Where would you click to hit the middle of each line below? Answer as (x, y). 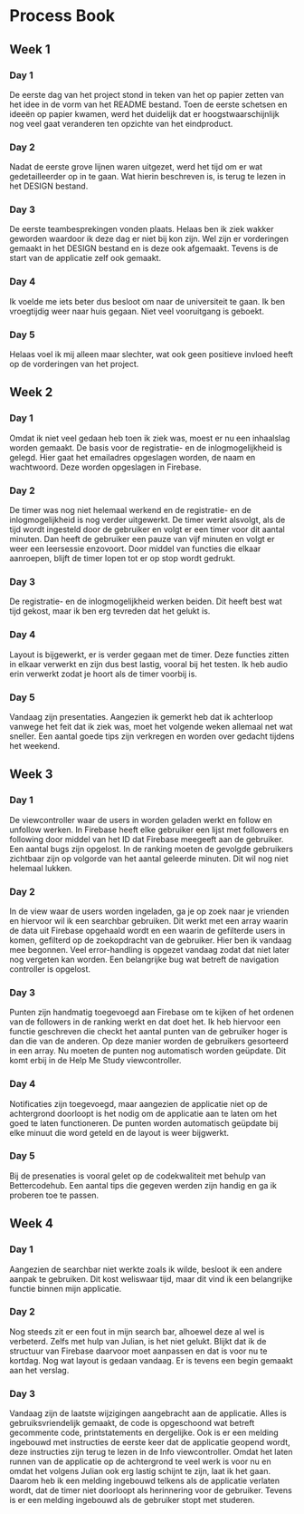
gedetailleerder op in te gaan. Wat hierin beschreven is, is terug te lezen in (148, 177)
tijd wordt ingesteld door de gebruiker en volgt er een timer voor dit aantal (147, 529)
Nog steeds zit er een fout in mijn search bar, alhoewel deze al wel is (137, 1331)
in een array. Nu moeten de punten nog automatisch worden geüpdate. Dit (148, 1051)
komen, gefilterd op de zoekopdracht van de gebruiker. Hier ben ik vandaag (151, 940)
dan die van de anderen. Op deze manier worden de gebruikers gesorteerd (149, 1041)
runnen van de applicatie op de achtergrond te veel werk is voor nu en (140, 1461)
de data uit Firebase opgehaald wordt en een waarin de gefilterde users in (147, 930)
